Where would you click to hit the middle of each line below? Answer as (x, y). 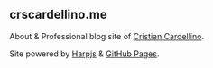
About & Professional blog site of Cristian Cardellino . (107, 36)
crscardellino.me (58, 15)
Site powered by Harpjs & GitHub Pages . (84, 54)
